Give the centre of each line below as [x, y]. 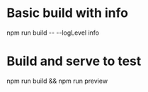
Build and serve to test [74, 61]
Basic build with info [68, 13]
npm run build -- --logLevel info [53, 33]
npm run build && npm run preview [57, 81]
